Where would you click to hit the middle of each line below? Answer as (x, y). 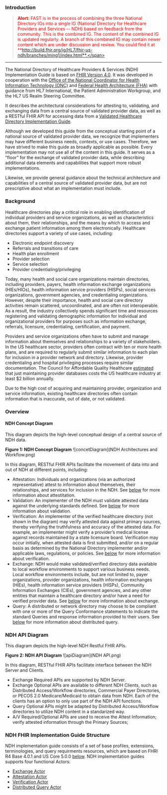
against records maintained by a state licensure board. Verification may (85, 537)
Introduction (20, 7)
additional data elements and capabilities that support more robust (73, 163)
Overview (17, 411)
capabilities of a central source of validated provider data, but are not (76, 183)
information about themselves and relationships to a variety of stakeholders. (83, 341)
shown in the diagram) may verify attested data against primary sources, (87, 521)
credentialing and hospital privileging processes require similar (70, 363)
